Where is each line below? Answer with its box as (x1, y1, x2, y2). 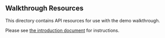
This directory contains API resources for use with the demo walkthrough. (5, 17, 160, 23)
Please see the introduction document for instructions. (5, 27, 120, 33)
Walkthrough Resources (5, 4, 84, 13)
